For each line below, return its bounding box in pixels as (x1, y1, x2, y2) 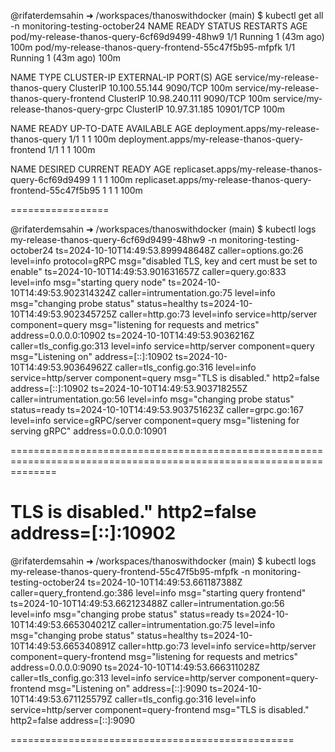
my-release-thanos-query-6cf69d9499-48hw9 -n (10, 234, 218, 245)
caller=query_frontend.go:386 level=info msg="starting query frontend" (10, 586, 307, 599)
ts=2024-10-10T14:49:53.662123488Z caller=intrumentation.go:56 (10, 597, 285, 609)
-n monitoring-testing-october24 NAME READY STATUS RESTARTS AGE (10, 20, 308, 32)
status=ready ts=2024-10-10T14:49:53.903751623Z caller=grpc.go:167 (10, 404, 304, 415)
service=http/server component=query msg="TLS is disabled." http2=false (10, 372, 320, 384)
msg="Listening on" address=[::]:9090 (48, 682, 208, 694)
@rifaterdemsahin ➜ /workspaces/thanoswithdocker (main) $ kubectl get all (10, 10, 324, 21)
